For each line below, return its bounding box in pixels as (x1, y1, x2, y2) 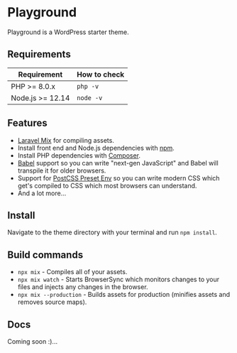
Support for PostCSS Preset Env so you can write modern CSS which (17, 173, 220, 182)
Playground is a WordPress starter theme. (7, 28, 129, 36)
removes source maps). (17, 298, 87, 306)
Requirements (7, 48, 71, 60)
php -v (77, 82, 99, 90)
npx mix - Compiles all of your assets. (17, 268, 128, 276)
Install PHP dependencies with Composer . (17, 151, 140, 160)
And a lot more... (17, 189, 67, 197)
